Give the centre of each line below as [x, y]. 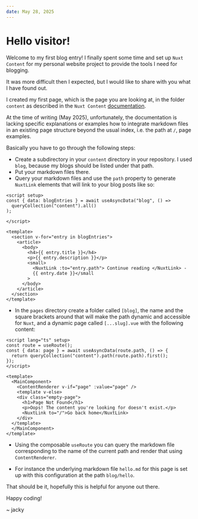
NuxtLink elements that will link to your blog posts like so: [85, 184]
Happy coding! [24, 498]
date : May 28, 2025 [30, 12]
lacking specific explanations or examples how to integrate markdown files [97, 124]
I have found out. [27, 88]
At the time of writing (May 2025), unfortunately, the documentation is [92, 117]
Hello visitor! [38, 41]
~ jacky [15, 509]
